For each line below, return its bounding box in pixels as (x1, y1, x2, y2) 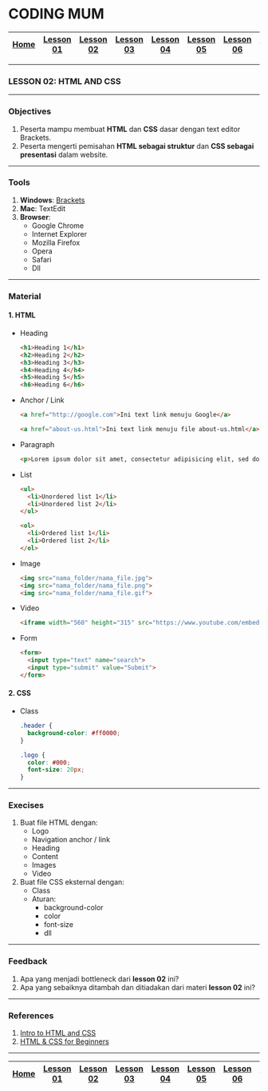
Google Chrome (31, 221, 85, 230)
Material (8, 290, 41, 302)
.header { (19, 721, 53, 730)
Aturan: (31, 894, 57, 904)
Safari (31, 254, 52, 264)
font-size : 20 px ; (27, 765, 85, 774)
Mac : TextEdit (19, 203, 66, 213)
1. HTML (8, 310, 36, 320)
